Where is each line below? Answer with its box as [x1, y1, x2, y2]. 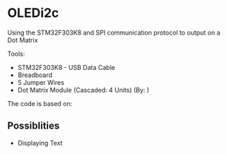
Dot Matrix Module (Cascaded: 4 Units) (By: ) [17, 85, 150, 94]
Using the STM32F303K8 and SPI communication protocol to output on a [7, 28, 221, 37]
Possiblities [7, 120, 60, 132]
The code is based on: [7, 99, 73, 107]
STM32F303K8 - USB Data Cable [17, 63, 115, 71]
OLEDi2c [7, 5, 59, 21]
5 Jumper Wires [17, 78, 65, 86]
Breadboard [17, 71, 53, 79]
